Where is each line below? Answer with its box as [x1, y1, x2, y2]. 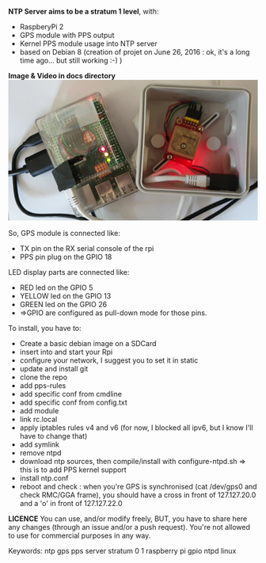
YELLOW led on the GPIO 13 [19, 291, 112, 300]
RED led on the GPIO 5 [19, 283, 93, 292]
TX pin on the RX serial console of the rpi [19, 243, 154, 253]
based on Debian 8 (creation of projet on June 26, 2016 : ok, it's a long [19, 48, 250, 56]
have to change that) [19, 431, 88, 440]
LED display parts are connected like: [8, 267, 130, 276]
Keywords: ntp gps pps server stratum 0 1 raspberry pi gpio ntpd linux [8, 546, 237, 555]
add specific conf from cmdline [19, 389, 123, 398]
